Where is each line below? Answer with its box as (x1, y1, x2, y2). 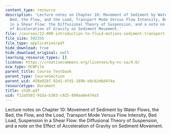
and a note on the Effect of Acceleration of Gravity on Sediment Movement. (5, 123, 163, 129)
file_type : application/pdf (5, 41, 65, 46)
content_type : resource (5, 7, 56, 13)
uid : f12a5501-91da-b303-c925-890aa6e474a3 (5, 93, 99, 98)
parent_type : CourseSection (5, 74, 65, 79)
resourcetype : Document (5, 83, 56, 88)
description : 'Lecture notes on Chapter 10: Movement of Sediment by (5, 12, 156, 17)
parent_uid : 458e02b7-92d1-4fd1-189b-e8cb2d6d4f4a (5, 78, 115, 84)
